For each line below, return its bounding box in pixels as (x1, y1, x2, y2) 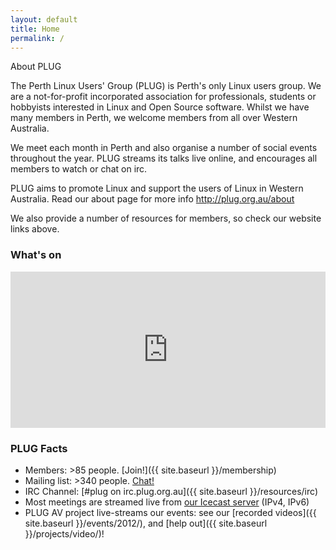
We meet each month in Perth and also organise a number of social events (10, 142, 318, 154)
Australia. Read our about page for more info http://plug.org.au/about (10, 193, 295, 205)
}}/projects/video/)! (24, 527, 105, 540)
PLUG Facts (10, 441, 68, 455)
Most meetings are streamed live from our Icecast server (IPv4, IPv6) (24, 496, 310, 508)
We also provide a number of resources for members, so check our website (10, 212, 322, 225)
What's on (10, 248, 62, 262)
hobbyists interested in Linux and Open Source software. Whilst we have (10, 101, 310, 113)
